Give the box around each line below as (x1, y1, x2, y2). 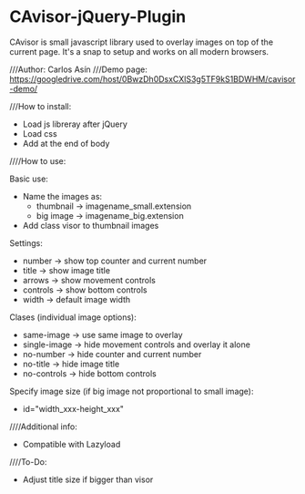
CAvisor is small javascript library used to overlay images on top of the (9, 36, 274, 47)
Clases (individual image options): (9, 312, 137, 323)
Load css (22, 128, 57, 139)
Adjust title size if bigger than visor (22, 474, 154, 485)
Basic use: (9, 173, 48, 184)
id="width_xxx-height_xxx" (22, 403, 125, 414)
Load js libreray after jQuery (22, 118, 127, 129)
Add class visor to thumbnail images (22, 220, 159, 231)
